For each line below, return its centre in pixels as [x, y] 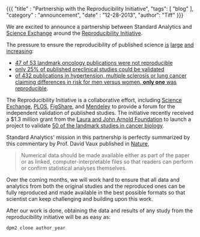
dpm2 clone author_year [36, 228]
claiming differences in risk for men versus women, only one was [96, 82]
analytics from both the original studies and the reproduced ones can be [96, 186]
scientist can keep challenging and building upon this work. [80, 199]
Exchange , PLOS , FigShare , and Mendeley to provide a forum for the [91, 106]
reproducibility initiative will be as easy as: [59, 217]
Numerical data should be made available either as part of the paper [105, 155]
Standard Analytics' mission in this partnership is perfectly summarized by [98, 137]
